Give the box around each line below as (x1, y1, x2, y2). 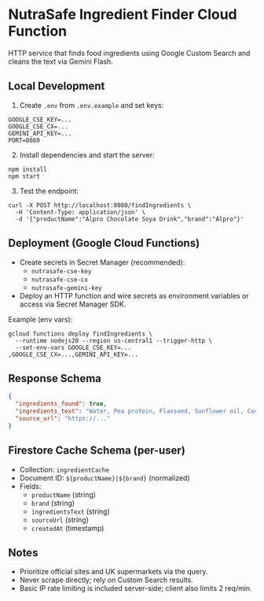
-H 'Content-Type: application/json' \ (15, 208, 146, 216)
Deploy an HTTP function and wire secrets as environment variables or (19, 291, 249, 300)
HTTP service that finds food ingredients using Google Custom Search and (8, 48, 251, 58)
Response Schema (8, 372, 102, 385)
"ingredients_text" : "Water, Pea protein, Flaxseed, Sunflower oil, (15, 407, 244, 415)
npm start (8, 172, 41, 180)
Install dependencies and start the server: (19, 150, 155, 159)
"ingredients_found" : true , (15, 400, 108, 408)
